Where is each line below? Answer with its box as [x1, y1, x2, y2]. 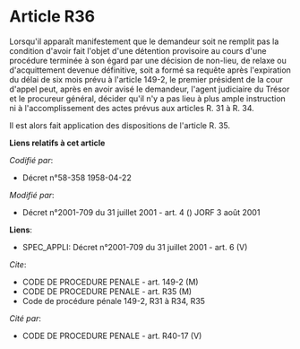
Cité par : [9, 312, 42, 324]
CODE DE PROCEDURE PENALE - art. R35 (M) [21, 285, 193, 297]
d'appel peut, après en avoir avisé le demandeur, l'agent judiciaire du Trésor [9, 83, 290, 94]
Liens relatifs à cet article [9, 137, 106, 148]
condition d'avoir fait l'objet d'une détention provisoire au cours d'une [9, 45, 267, 56]
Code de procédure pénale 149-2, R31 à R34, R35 [21, 295, 206, 306]
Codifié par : [9, 154, 54, 165]
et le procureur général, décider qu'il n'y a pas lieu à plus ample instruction [9, 92, 287, 104]
